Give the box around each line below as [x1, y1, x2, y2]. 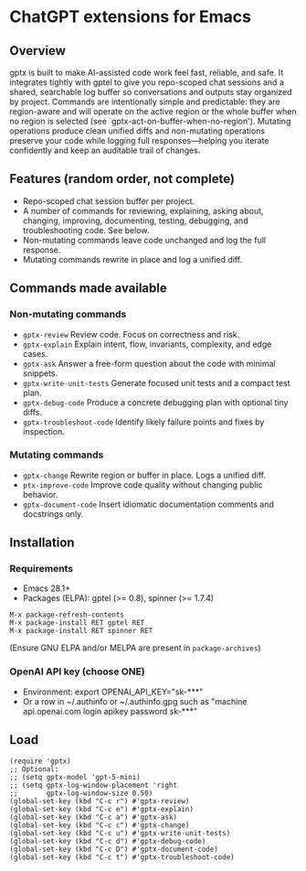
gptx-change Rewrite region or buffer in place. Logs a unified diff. [22, 469, 267, 480]
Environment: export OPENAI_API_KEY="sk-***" [22, 686, 204, 697]
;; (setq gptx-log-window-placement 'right [9, 780, 178, 790]
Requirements [9, 563, 74, 575]
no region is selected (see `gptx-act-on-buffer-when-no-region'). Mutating [9, 116, 291, 126]
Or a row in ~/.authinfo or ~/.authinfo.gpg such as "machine [22, 695, 248, 706]
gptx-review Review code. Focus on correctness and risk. [22, 328, 240, 339]
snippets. [22, 368, 58, 379]
